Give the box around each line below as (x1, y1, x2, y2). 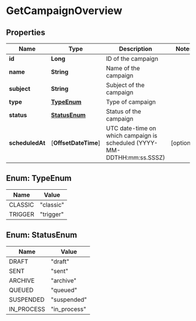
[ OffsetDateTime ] (51, 139, 101, 147)
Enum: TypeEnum (6, 173, 72, 183)
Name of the (106, 64, 140, 72)
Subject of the (106, 81, 145, 89)
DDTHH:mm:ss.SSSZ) (106, 153, 165, 162)
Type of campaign (106, 98, 156, 106)
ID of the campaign (106, 54, 159, 63)
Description (118, 45, 153, 53)
